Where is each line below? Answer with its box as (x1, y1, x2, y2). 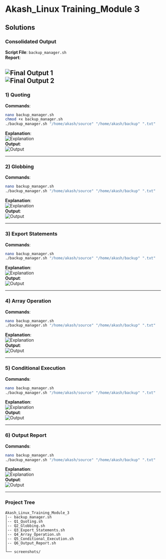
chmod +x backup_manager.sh (5, 117, 63, 122)
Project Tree (5, 499, 36, 506)
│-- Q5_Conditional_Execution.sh (5, 536, 74, 541)
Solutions (5, 23, 36, 32)
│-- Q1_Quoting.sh (5, 519, 43, 524)
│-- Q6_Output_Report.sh (5, 541, 56, 546)
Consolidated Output (5, 38, 57, 45)
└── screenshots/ (5, 549, 41, 554)
